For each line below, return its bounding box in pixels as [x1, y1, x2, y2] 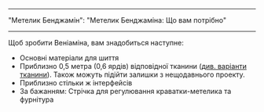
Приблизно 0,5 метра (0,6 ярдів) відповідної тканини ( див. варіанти [19, 62, 247, 70]
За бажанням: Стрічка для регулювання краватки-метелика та [19, 87, 232, 96]
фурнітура [19, 95, 54, 104]
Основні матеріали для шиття [19, 53, 119, 63]
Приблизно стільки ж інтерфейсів [19, 78, 133, 87]
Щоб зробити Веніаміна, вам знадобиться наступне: [8, 38, 185, 47]
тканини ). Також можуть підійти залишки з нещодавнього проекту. [19, 70, 245, 79]
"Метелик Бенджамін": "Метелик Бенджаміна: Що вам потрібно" [8, 16, 226, 24]
